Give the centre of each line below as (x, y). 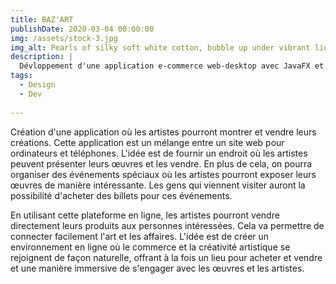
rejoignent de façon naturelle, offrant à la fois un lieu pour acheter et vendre (166, 257)
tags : (21, 76)
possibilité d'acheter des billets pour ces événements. (121, 195)
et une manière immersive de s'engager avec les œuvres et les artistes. (157, 268)
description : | (42, 57)
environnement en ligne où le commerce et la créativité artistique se (150, 247)
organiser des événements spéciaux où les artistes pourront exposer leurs (163, 174)
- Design (37, 85)
